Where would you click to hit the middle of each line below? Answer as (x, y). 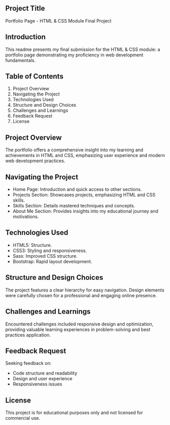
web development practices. (35, 161)
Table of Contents (35, 76)
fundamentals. (20, 60)
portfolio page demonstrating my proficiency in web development (74, 55)
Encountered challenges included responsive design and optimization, (79, 324)
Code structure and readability (45, 373)
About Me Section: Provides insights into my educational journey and (86, 211)
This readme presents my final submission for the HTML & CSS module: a (83, 49)
